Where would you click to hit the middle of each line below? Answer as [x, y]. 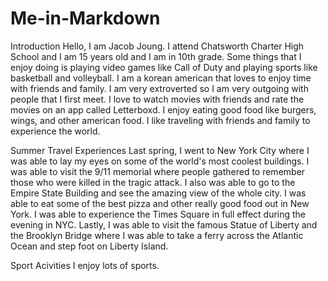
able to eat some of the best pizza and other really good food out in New [160, 203]
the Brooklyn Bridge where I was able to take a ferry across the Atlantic [157, 235]
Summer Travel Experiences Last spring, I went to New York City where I [160, 150]
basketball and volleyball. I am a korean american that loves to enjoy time [161, 78]
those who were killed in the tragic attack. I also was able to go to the [153, 182]
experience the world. [55, 131]
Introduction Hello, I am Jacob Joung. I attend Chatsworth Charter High [157, 46]
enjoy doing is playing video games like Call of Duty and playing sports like [164, 67]
